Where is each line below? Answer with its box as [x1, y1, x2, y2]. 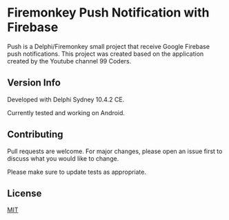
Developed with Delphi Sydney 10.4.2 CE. [7, 95, 125, 103]
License [7, 188, 42, 199]
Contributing [7, 129, 63, 141]
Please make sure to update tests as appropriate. [7, 168, 147, 176]
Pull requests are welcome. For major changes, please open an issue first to [7, 147, 223, 155]
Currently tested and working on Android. [7, 108, 126, 117]
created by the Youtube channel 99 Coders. [7, 57, 132, 65]
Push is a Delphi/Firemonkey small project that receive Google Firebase [7, 42, 210, 50]
